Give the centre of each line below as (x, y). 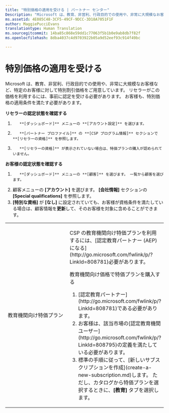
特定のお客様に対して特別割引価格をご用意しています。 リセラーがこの (87, 90)
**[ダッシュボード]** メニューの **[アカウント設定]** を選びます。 (83, 124)
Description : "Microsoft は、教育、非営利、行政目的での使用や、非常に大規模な (81, 15)
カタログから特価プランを (123, 382)
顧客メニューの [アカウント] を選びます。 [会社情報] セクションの (80, 190)
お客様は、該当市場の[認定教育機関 (119, 323)
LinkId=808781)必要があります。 (109, 262)
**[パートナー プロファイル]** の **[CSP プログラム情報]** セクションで (89, 133)
